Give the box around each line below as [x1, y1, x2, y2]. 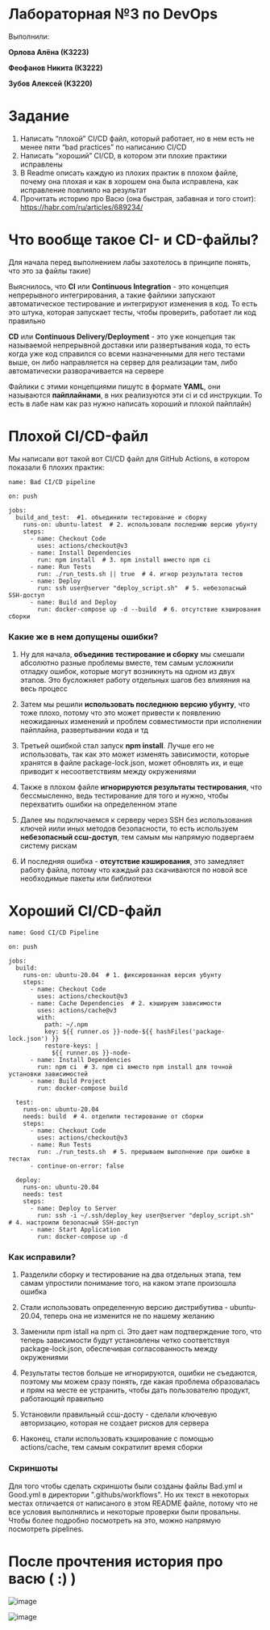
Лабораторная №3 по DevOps [8, 5, 218, 23]
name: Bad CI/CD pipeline [8, 478, 95, 486]
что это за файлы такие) [8, 266, 91, 276]
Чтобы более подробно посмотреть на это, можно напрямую [8, 1515, 222, 1525]
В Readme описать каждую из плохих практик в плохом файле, [19, 167, 239, 178]
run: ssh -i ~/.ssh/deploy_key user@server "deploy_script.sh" [37, 1211, 254, 1219]
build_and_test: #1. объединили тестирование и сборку [15, 513, 207, 521]
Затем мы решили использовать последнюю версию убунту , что [19, 700, 251, 710]
